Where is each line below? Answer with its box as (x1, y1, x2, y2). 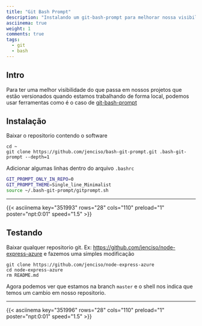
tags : (6, 37, 20, 43)
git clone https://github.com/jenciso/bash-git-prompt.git (6, 149, 158, 155)
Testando (6, 228, 43, 238)
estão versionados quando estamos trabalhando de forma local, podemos (6, 92, 189, 100)
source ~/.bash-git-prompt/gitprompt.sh (6, 187, 109, 194)
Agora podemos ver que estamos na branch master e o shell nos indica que (6, 283, 194, 290)
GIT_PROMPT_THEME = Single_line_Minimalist (6, 182, 112, 188)
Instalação (6, 116, 47, 126)
